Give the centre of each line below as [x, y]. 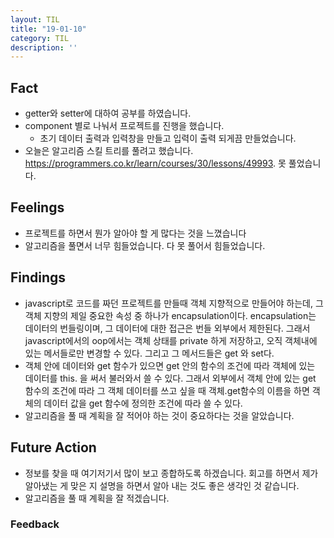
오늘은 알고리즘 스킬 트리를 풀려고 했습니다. [109, 151]
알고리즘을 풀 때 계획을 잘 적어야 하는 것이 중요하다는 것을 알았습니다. [159, 415]
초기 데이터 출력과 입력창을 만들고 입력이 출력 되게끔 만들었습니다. [168, 138]
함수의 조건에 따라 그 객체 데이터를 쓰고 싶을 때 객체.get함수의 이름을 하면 [167, 390]
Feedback [35, 524]
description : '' [44, 47]
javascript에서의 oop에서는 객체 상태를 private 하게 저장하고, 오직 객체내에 [171, 340]
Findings [38, 277]
